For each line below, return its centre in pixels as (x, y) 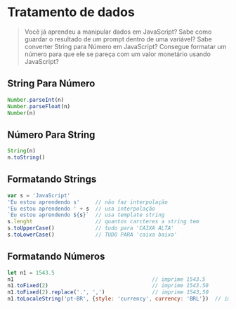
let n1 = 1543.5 (31, 272)
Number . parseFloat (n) (39, 106)
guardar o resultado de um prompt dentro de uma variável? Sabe (118, 39)
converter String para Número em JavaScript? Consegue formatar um (125, 46)
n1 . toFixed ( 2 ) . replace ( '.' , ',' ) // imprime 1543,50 (108, 292)
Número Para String (51, 134)
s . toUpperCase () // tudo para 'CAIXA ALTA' (91, 228)
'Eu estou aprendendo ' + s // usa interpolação (81, 209)
